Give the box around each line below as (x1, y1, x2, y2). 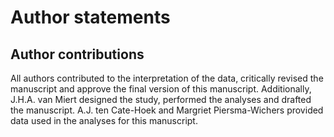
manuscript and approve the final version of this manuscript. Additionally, (10, 83, 312, 95)
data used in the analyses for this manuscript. (10, 115, 198, 126)
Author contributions (10, 46, 145, 63)
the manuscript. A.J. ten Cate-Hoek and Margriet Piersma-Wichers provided (10, 104, 324, 116)
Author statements (10, 6, 171, 29)
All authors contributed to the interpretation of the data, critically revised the (10, 72, 324, 84)
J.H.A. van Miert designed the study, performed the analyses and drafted (10, 94, 312, 105)
